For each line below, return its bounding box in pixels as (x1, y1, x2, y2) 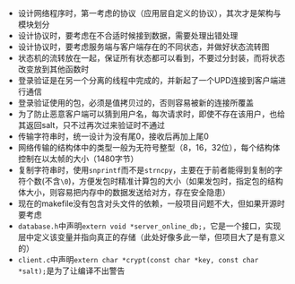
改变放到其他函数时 (17, 64, 90, 74)
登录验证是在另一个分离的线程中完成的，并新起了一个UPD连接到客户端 (17, 75, 279, 85)
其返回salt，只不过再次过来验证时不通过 (17, 120, 166, 130)
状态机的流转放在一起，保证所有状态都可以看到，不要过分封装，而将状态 (17, 53, 285, 63)
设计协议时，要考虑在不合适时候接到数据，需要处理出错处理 (17, 30, 239, 40)
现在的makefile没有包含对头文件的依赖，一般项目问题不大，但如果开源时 (17, 198, 285, 209)
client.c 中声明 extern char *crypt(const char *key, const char (17, 254, 259, 264)
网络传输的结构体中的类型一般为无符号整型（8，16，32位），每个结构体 (17, 142, 281, 152)
